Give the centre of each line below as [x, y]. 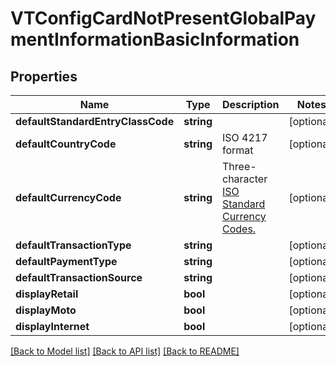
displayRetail [47, 294]
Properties [44, 76]
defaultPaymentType [66, 261]
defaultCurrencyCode [68, 197]
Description [251, 104]
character [245, 179]
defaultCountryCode [66, 144]
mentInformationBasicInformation [155, 39]
